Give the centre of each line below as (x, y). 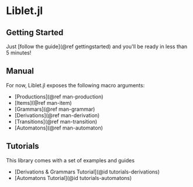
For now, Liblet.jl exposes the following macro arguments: (75, 85)
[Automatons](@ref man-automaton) (59, 128)
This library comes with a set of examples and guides (70, 160)
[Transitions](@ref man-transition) (56, 121)
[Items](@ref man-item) (43, 103)
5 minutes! (19, 53)
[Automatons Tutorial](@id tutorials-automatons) (73, 178)
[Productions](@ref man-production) (59, 96)
